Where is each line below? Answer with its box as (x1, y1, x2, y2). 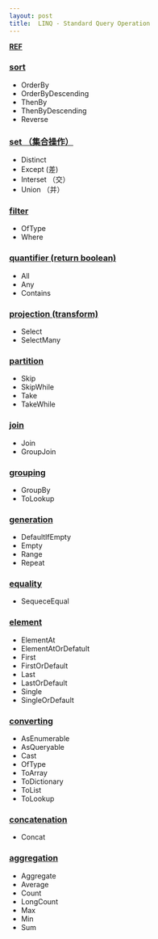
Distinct (20, 155, 47, 165)
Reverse (20, 114, 49, 124)
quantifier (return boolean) (9, 252, 117, 263)
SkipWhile (20, 382, 55, 392)
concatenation (9, 814, 68, 825)
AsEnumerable (20, 734, 70, 743)
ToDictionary (20, 777, 64, 786)
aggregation (9, 853, 59, 864)
